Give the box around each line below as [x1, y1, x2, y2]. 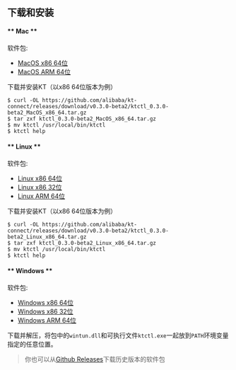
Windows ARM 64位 [17, 316, 76, 324]
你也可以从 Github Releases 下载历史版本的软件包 [24, 355, 165, 363]
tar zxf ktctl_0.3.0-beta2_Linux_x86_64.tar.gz [13, 239, 157, 246]
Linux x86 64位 [17, 174, 62, 183]
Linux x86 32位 [17, 183, 62, 191]
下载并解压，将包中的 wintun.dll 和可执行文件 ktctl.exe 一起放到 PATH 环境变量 [7, 331, 229, 340]
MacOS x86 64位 [17, 59, 69, 67]
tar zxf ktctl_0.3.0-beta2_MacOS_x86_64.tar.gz [13, 115, 157, 122]
